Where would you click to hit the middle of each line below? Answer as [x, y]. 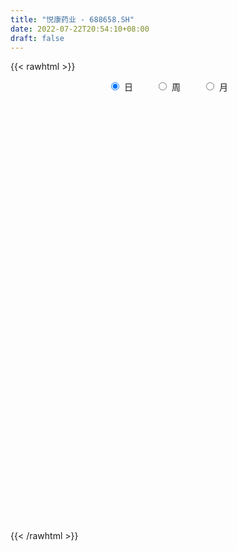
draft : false [37, 38]
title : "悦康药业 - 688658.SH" [72, 19]
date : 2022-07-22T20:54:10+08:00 [80, 29]
